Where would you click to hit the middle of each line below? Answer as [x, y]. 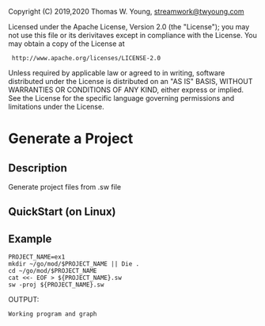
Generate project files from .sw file [64, 187]
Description [38, 168]
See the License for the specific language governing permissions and [121, 98]
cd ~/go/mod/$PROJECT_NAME [53, 271]
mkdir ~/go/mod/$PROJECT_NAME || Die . [74, 264]
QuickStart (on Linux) [62, 212]
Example [30, 238]
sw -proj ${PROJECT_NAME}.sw [56, 285]
